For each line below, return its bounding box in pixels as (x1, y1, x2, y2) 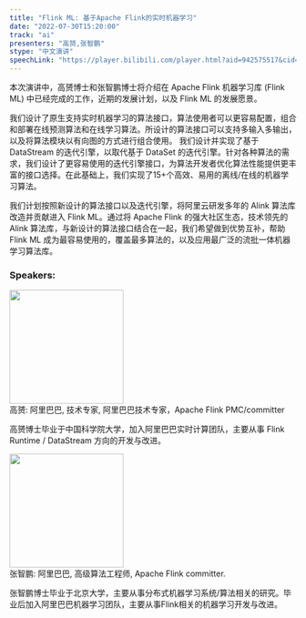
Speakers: (9, 268, 56, 281)
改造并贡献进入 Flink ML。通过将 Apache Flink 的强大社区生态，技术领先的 (9, 211, 289, 222)
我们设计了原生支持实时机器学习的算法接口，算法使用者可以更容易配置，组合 (9, 113, 297, 123)
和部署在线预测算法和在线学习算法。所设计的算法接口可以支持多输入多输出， (9, 124, 297, 135)
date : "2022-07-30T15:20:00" (9, 22, 120, 31)
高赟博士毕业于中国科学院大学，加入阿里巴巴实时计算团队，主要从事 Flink (9, 424, 285, 435)
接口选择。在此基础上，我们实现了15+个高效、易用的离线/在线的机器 (25, 169, 281, 180)
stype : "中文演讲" (9, 47, 75, 56)
